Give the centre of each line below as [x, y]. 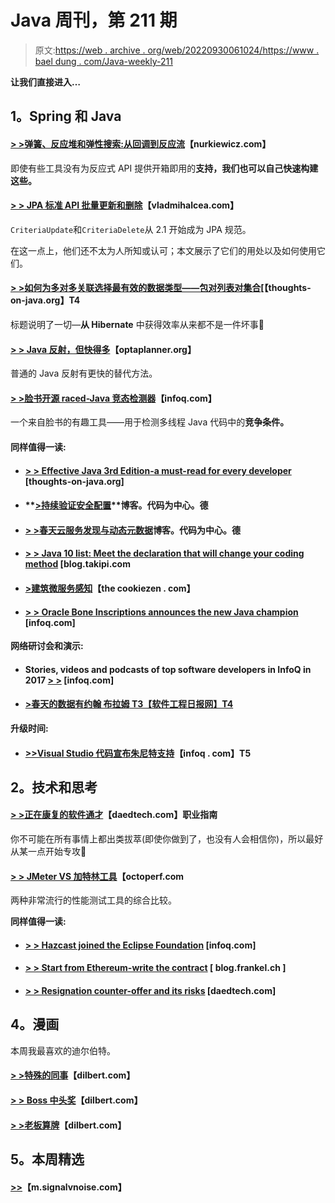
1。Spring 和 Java [66, 116]
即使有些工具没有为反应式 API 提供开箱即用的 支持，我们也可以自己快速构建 [164, 168]
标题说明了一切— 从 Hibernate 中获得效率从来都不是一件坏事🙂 [137, 324]
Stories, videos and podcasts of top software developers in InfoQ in [168, 669]
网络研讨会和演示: [47, 646]
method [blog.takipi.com [77, 564]
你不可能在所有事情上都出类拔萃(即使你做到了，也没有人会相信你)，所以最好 [167, 839]
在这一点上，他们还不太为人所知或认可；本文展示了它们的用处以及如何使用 [163, 250]
